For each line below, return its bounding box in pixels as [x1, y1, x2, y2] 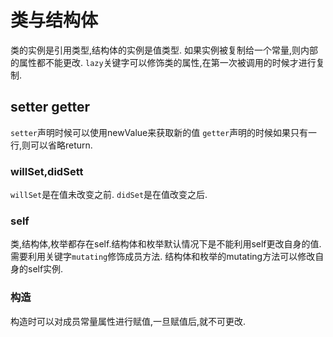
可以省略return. [30, 139, 93, 151]
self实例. [27, 263, 64, 275]
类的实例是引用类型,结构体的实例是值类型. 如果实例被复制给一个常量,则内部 [10, 44, 319, 56]
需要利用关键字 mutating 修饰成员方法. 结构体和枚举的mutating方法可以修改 [10, 251, 316, 263]
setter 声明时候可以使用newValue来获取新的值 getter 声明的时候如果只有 [10, 126, 309, 138]
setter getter [10, 99, 91, 116]
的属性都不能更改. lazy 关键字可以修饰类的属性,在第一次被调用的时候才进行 [10, 56, 317, 68]
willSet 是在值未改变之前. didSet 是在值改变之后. [10, 189, 208, 201]
